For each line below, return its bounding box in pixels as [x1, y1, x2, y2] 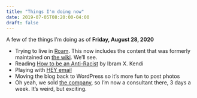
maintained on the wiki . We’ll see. [14, 54, 98, 61]
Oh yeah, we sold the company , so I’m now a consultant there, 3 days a [14, 79, 192, 86]
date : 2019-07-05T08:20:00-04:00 [6, 14, 90, 20]
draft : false [6, 20, 39, 26]
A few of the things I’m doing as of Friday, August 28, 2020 [6, 36, 154, 43]
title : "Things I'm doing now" [6, 8, 84, 15]
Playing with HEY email [14, 67, 72, 74]
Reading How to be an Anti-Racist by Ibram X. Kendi [14, 60, 144, 67]
